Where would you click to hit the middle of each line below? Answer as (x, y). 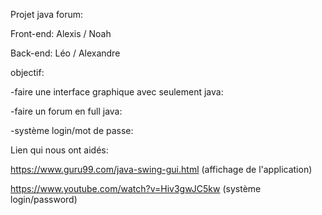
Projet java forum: (47, 14)
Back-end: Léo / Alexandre (65, 53)
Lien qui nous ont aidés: (59, 150)
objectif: (27, 72)
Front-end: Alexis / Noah (61, 33)
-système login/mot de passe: (72, 130)
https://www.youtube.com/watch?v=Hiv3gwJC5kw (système (136, 188)
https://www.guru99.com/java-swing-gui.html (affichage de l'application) (161, 169)
